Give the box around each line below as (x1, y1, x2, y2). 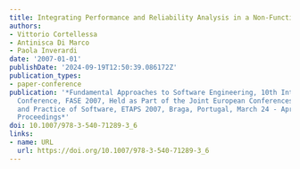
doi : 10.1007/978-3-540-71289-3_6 (9, 122, 138, 131)
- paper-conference (9, 80, 82, 89)
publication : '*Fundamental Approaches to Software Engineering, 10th (9, 88, 278, 97)
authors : (9, 21, 42, 30)
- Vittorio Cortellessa (9, 30, 98, 38)
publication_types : (9, 72, 82, 80)
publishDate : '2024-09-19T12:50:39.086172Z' (9, 63, 178, 72)
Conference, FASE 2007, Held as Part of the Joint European (17, 96, 246, 106)
